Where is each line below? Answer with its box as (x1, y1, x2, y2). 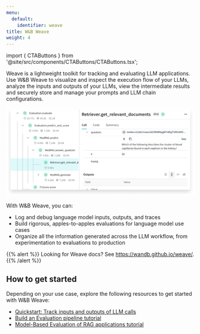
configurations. (6, 96, 44, 103)
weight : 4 (6, 35, 31, 41)
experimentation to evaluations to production (14, 239, 125, 246)
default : (11, 16, 33, 22)
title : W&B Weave (6, 29, 50, 35)
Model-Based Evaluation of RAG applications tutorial (14, 320, 144, 328)
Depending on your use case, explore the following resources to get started (6, 290, 192, 297)
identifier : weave (17, 22, 63, 28)
